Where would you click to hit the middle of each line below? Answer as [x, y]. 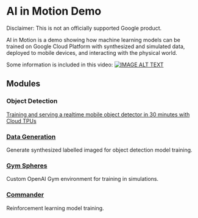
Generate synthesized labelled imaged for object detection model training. [100, 150]
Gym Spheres [27, 166]
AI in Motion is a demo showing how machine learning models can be [94, 40]
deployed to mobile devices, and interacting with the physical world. [92, 52]
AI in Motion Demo [54, 11]
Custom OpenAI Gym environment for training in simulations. [83, 179]
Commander [25, 195]
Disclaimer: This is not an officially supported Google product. [84, 28]
